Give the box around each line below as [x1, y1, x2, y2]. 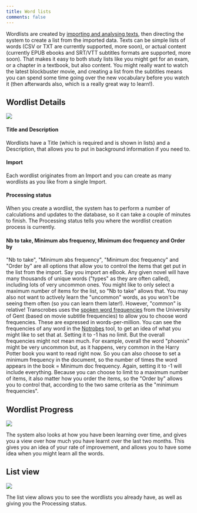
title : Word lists [6, 8, 51, 15]
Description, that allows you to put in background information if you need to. [6, 145, 191, 152]
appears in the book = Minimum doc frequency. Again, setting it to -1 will [6, 362, 182, 369]
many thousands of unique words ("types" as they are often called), [6, 275, 171, 282]
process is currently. [6, 223, 56, 230]
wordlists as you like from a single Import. [6, 178, 107, 185]
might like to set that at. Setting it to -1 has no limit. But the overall [6, 331, 165, 338]
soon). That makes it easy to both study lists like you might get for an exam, [6, 55, 189, 62]
